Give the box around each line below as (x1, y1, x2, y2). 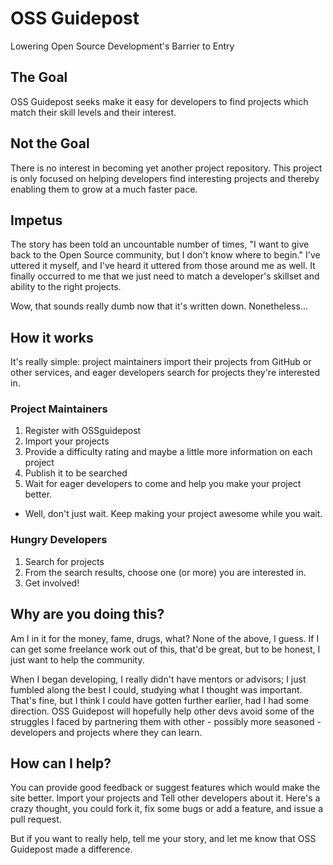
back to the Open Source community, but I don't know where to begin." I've (10, 249, 321, 261)
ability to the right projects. (10, 281, 122, 293)
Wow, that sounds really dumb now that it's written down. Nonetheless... (10, 300, 308, 312)
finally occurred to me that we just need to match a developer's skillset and (10, 270, 320, 282)
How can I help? (10, 755, 112, 772)
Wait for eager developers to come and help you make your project (24, 478, 302, 490)
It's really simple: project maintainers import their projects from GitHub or (10, 356, 312, 368)
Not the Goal (10, 135, 90, 152)
